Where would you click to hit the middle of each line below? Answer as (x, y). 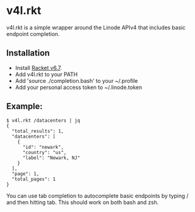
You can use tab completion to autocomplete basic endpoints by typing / (97, 196)
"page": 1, (26, 174)
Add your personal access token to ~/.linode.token (78, 87)
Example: (24, 106)
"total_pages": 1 (34, 179)
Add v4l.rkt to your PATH (46, 74)
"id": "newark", (43, 147)
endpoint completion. (33, 34)
